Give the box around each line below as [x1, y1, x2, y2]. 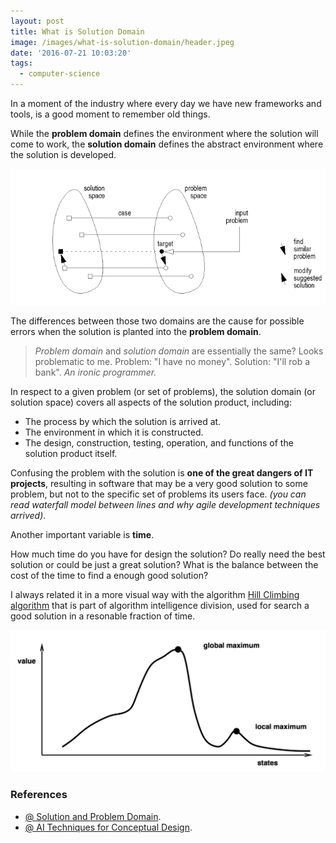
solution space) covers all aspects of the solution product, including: [10, 396, 292, 409]
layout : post [10, 16, 65, 26]
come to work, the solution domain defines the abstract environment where [10, 138, 324, 150]
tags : [10, 58, 33, 69]
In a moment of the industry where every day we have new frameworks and [10, 98, 322, 109]
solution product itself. [24, 448, 118, 460]
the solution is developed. [10, 149, 117, 160]
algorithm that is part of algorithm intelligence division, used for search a [10, 600, 310, 612]
